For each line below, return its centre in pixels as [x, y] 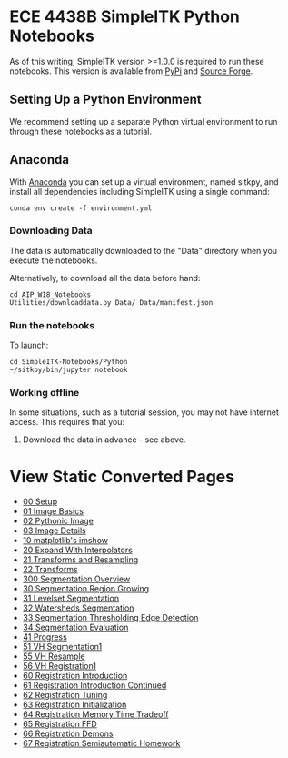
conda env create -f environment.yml [81, 208]
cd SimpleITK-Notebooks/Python [69, 362]
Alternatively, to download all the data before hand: [105, 278]
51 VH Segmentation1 [62, 647]
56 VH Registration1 [60, 666]
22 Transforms [50, 570]
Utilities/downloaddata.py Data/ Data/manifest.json [111, 302]
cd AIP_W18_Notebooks [50, 294]
